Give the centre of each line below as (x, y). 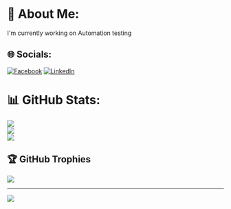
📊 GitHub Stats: (54, 100)
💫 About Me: (43, 14)
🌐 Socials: (30, 54)
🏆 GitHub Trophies (49, 159)
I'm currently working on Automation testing (69, 33)
